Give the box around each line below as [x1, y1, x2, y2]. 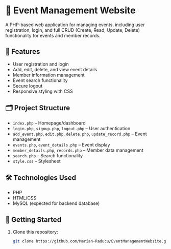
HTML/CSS [12, 195, 37, 201]
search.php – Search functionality [12, 152, 83, 158]
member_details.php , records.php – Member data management [12, 147, 144, 153]
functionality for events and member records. [5, 32, 101, 38]
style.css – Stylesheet [12, 158, 61, 164]
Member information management [12, 72, 85, 78]
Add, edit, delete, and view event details [12, 66, 97, 72]
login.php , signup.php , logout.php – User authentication [12, 125, 131, 131]
